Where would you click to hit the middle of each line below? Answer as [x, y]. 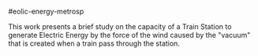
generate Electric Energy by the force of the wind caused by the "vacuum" [129, 35]
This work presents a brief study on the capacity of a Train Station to [120, 26]
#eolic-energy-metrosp [46, 11]
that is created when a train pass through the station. [94, 43]
